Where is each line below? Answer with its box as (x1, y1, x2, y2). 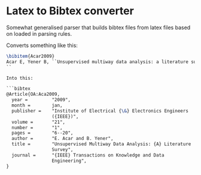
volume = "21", (11, 119, 66, 125)
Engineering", (51, 158, 87, 164)
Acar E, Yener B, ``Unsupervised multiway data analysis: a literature (6, 58, 188, 65)
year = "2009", (11, 97, 71, 103)
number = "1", (11, 124, 63, 130)
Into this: (6, 75, 33, 81)
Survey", (51, 147, 74, 153)
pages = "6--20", (11, 130, 74, 136)
